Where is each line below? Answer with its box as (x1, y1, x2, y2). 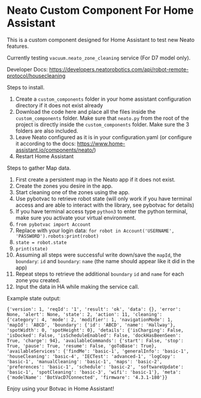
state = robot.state (15, 239, 67, 246)
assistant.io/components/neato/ (15, 146, 95, 153)
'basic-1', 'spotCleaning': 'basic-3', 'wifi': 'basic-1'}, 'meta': (7, 369, 181, 375)
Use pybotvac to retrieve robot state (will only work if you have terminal (15, 195, 192, 202)
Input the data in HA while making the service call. (15, 283, 139, 290)
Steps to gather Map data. (7, 164, 71, 171)
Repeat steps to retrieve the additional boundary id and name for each (15, 270, 184, 278)
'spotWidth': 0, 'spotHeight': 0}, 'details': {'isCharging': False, (7, 327, 184, 333)
